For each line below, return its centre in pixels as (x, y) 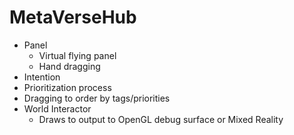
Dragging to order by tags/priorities (97, 98)
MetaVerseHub (73, 17)
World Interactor (57, 108)
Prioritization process (67, 87)
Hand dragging (69, 66)
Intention (42, 77)
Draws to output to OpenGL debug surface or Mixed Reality (161, 119)
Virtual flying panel (77, 55)
